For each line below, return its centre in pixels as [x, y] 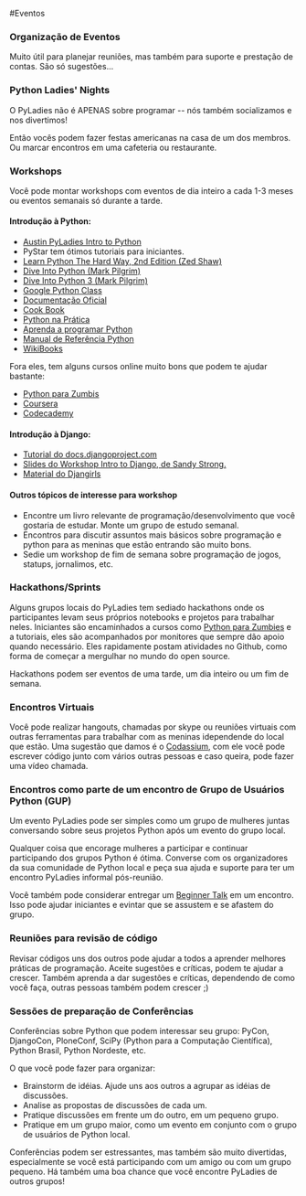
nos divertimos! [39, 120]
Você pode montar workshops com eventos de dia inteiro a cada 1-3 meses [152, 190]
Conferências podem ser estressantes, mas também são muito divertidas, [148, 1152]
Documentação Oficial [65, 300]
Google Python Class [62, 291]
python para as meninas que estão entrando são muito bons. [137, 544]
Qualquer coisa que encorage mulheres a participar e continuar [129, 849]
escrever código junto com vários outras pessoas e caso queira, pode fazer [152, 756]
